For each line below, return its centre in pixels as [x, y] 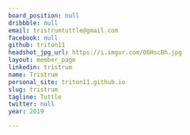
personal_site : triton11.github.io [67, 82]
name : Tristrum [33, 75]
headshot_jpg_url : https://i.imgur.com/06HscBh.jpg [95, 52]
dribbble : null [33, 23]
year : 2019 [26, 112]
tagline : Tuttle [35, 97]
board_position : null [44, 15]
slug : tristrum [33, 89]
